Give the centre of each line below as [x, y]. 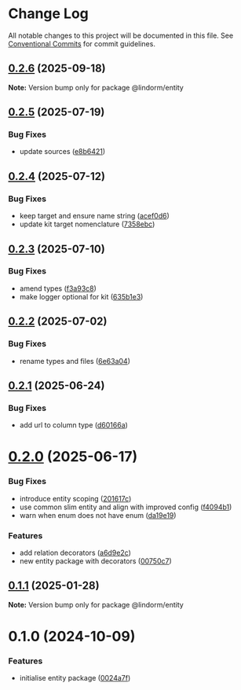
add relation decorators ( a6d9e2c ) [75, 552]
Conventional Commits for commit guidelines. [82, 43]
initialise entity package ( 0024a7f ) [75, 678]
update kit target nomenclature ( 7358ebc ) [87, 224]
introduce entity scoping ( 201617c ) [75, 498]
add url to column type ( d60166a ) [73, 425]
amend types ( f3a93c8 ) [58, 288]
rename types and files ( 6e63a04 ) [75, 361]
